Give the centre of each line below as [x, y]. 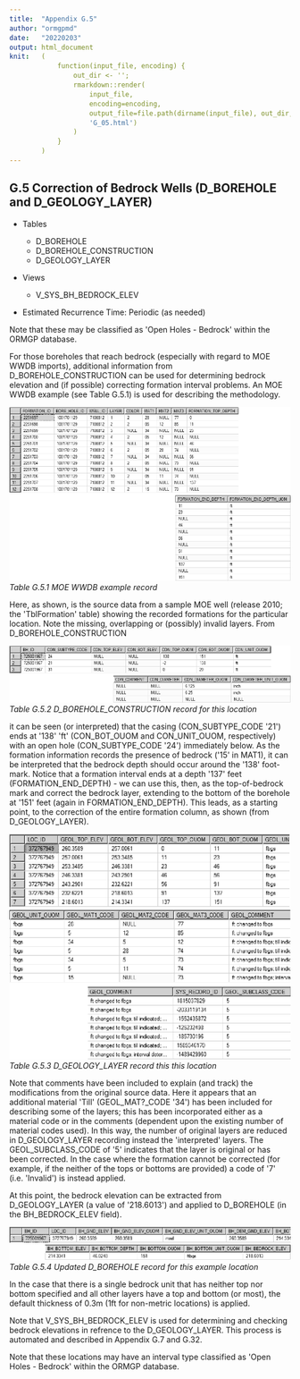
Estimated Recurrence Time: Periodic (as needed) [114, 312]
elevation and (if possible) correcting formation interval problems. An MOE [146, 385]
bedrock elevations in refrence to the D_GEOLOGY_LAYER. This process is [146, 1330]
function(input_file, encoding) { [121, 66]
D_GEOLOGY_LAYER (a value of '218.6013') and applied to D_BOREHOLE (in [148, 1205]
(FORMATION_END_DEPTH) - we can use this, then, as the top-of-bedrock [146, 783]
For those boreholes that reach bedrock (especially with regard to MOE [140, 356]
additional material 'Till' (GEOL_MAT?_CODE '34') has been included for [141, 1102]
